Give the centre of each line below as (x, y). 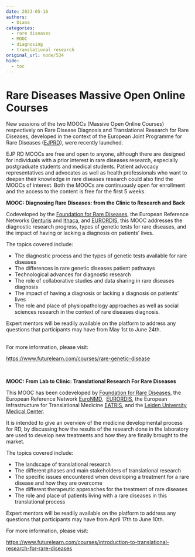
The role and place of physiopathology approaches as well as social (96, 306)
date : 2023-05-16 (27, 11)
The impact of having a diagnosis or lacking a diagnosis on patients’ (97, 293)
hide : (13, 61)
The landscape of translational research (63, 464)
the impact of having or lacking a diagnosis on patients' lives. (80, 233)
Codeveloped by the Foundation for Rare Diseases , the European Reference (97, 214)
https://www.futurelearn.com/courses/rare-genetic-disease (78, 358)
